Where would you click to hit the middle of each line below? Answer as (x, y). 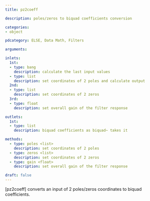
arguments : (16, 49)
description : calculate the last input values (62, 72)
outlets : (14, 117)
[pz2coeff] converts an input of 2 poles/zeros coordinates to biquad (74, 189)
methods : (14, 140)
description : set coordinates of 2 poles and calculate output (80, 81)
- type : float (24, 103)
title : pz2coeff (21, 10)
